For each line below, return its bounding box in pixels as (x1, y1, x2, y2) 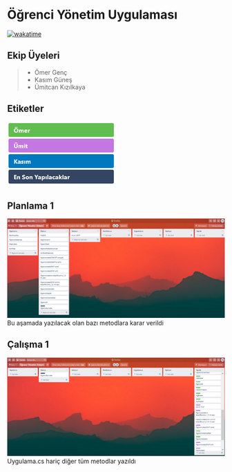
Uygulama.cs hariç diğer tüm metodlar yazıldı (7, 457, 136, 466)
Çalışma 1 (7, 339, 50, 350)
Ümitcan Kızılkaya (34, 83, 86, 91)
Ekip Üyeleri (7, 50, 60, 62)
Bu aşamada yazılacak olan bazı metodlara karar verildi (7, 319, 164, 327)
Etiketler (7, 103, 44, 115)
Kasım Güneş (34, 75, 72, 84)
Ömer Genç (34, 68, 68, 76)
